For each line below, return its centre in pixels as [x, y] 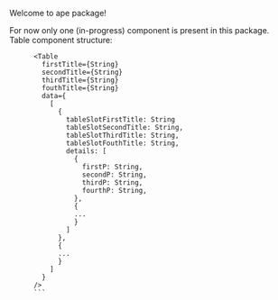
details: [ [86, 151]
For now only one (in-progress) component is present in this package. [139, 30]
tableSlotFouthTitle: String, [123, 143]
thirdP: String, [112, 183]
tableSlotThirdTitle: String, [123, 135]
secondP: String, [114, 175]
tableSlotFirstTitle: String [121, 120]
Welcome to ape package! [58, 13]
